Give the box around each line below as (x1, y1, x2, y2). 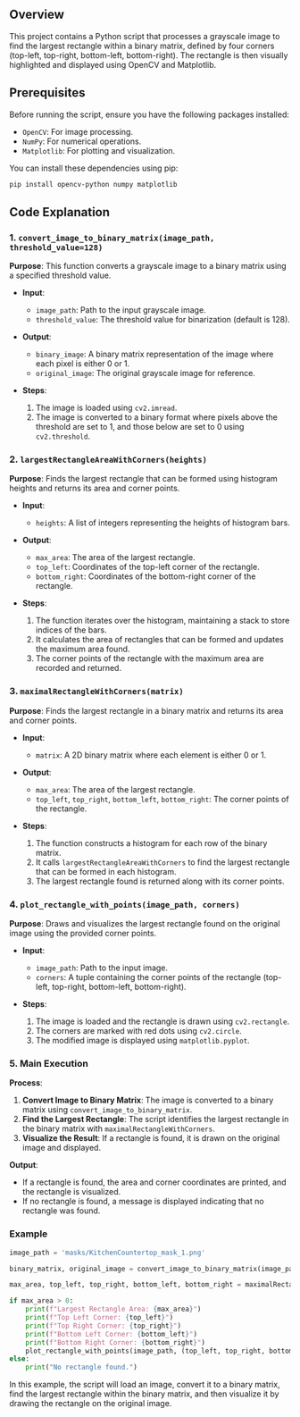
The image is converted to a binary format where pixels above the (35, 412, 279, 423)
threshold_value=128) (9, 242, 104, 253)
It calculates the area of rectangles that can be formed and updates (35, 634, 284, 645)
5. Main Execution (9, 1058, 89, 1069)
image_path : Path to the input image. (35, 962, 168, 973)
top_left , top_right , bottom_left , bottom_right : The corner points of (35, 793, 289, 804)
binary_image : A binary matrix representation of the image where (35, 348, 274, 360)
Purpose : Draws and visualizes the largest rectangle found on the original (9, 918, 280, 929)
